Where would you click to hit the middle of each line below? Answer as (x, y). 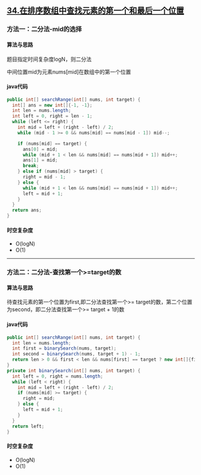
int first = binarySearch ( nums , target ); (64, 348)
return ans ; (27, 210)
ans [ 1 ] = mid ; (40, 160)
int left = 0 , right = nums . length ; (58, 376)
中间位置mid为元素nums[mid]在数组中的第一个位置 (69, 72)
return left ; (28, 426)
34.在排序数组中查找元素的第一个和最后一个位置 (95, 11)
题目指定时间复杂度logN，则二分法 (49, 59)
